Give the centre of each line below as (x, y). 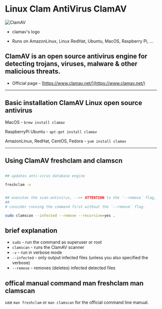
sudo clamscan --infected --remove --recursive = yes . (60, 216)
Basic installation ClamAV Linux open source (74, 103)
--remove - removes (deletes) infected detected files (64, 268)
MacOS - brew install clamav (35, 122)
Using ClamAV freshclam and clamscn (64, 161)
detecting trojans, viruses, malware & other (71, 64)
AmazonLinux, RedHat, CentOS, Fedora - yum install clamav (66, 141)
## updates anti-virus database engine (45, 176)
